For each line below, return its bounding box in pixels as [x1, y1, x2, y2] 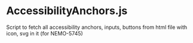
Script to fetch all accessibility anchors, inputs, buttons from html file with [6, 24, 188, 31]
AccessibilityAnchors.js [6, 4, 128, 18]
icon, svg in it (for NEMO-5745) [6, 29, 84, 37]
